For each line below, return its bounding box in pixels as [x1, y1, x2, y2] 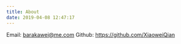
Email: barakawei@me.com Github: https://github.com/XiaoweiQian [6, 31, 176, 38]
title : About [6, 8, 40, 15]
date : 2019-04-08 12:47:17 [6, 14, 75, 20]
